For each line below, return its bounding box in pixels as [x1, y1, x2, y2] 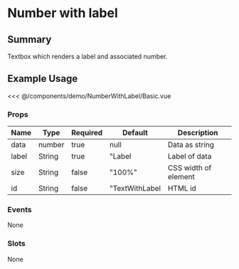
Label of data [167, 152, 212, 162]
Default [122, 128, 148, 138]
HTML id [167, 184, 197, 194]
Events [7, 205, 32, 215]
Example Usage [7, 73, 78, 85]
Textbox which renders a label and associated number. [7, 52, 168, 60]
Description [177, 128, 218, 138]
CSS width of [167, 163, 212, 173]
